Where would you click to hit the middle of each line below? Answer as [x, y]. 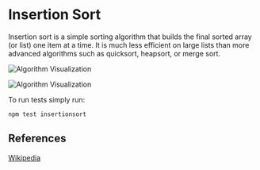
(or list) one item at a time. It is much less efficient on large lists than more [129, 44]
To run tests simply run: [47, 99]
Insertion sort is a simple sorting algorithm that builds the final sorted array [130, 37]
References [37, 139]
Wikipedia [25, 157]
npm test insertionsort [48, 114]
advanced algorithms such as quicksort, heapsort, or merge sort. [114, 53]
